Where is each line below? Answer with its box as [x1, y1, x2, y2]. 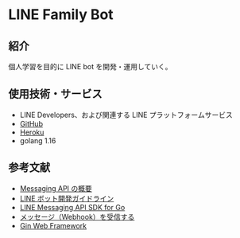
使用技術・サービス [8, 88, 103, 101]
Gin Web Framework [19, 220, 87, 230]
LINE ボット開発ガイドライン [19, 193, 114, 203]
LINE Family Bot [8, 6, 114, 24]
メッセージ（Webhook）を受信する [19, 212, 135, 221]
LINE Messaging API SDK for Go [19, 202, 126, 212]
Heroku [19, 127, 45, 137]
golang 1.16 [19, 135, 56, 145]
